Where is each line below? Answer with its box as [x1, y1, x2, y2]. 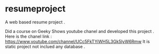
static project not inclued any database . [5, 43, 85, 49]
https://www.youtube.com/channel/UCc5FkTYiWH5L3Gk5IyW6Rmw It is [5, 38, 150, 44]
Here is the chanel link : [5, 33, 52, 39]
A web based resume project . [5, 19, 65, 25]
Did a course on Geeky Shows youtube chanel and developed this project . [5, 28, 154, 34]
